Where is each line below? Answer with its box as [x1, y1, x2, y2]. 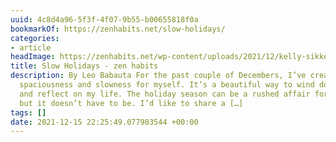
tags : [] [10, 107, 47, 118]
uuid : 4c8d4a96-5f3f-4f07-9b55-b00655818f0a [10, 14, 199, 25]
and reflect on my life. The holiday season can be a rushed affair [19, 89, 311, 99]
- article [10, 42, 52, 53]
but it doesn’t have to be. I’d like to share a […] [19, 98, 244, 108]
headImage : [10, 52, 56, 62]
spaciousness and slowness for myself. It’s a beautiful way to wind [19, 80, 315, 90]
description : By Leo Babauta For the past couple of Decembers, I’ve [10, 71, 307, 81]
